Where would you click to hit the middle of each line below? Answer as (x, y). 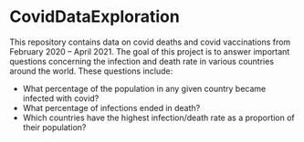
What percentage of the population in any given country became (144, 88)
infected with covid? (61, 98)
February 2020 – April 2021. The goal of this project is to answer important (150, 51)
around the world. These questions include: (91, 71)
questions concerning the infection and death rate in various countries (142, 61)
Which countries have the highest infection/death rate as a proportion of (158, 117)
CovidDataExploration (94, 17)
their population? (54, 127)
